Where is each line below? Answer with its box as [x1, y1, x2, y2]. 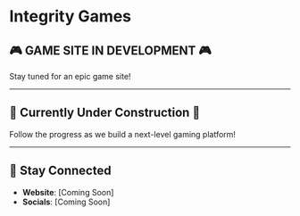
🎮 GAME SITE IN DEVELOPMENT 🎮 [9, 43, 212, 58]
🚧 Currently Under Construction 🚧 [9, 105, 201, 120]
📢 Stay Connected [9, 163, 112, 179]
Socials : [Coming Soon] [21, 196, 111, 207]
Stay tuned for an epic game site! [9, 71, 131, 81]
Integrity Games [9, 6, 132, 27]
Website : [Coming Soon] [21, 187, 114, 197]
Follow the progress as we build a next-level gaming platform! [9, 129, 237, 139]
